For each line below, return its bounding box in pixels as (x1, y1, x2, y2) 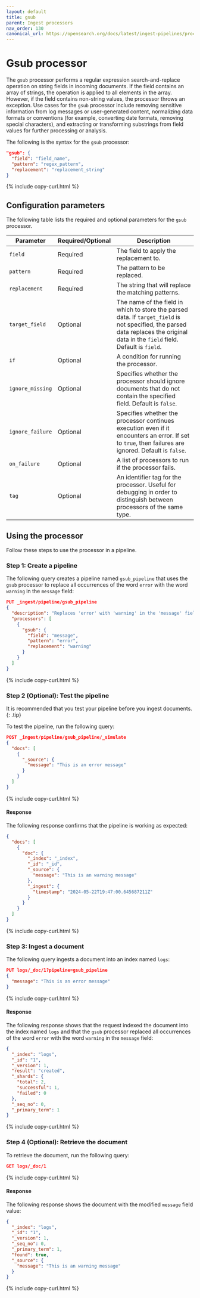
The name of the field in (116, 298, 183, 306)
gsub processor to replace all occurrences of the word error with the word (6, 581, 188, 588)
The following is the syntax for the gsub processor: (6, 138, 130, 146)
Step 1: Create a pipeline (6, 561, 78, 569)
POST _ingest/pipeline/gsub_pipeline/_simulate (6, 735, 127, 741)
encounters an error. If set (116, 432, 190, 440)
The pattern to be (116, 264, 165, 272)
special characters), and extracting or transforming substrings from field (6, 120, 183, 128)
